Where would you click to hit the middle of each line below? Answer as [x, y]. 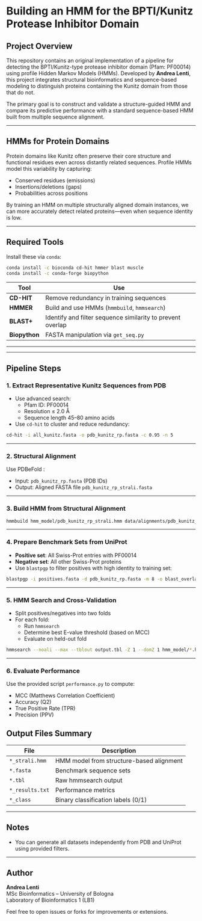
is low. [14, 217]
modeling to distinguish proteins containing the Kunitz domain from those [97, 86]
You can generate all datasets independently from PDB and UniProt [98, 842]
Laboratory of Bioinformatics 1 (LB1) [50, 900]
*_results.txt [29, 790]
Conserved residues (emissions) [55, 180]
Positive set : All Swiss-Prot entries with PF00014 [76, 555]
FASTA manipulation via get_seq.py [95, 335]
